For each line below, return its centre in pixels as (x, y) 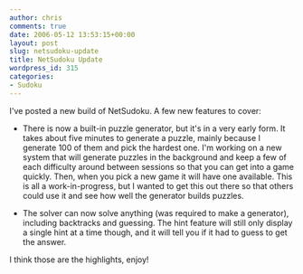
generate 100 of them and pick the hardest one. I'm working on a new (152, 147)
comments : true (38, 26)
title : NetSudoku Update (56, 60)
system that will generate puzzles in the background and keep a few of (154, 157)
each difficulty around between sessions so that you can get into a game (158, 166)
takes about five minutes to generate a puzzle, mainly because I (141, 137)
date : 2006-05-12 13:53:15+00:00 (72, 34)
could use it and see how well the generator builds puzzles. (133, 195)
